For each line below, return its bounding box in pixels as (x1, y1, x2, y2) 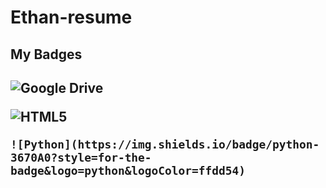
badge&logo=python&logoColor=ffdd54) (10, 163, 246, 178)
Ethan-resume (10, 6, 133, 29)
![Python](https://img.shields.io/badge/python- (10, 137, 320, 151)
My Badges (10, 46, 83, 63)
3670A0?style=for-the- (10, 150, 152, 165)
